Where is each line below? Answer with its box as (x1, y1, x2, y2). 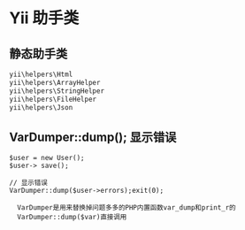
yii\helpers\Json (9, 103, 73, 111)
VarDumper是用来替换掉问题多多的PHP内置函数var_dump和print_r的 (17, 203, 236, 212)
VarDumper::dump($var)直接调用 (17, 213, 127, 222)
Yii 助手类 (9, 8, 80, 28)
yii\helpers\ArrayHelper (9, 78, 101, 87)
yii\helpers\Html (9, 70, 73, 79)
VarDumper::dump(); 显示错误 (9, 129, 177, 144)
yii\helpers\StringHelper (9, 86, 104, 96)
